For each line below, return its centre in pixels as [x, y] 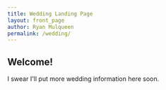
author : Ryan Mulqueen [41, 27]
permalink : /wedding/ [39, 33]
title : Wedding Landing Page [50, 14]
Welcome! [30, 62]
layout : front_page [36, 20]
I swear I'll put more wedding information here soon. [83, 79]
